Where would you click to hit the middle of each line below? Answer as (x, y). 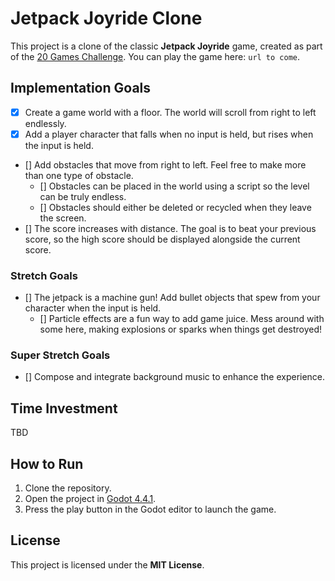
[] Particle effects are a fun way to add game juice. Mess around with (182, 319)
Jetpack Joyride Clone (106, 18)
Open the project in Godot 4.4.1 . (90, 499)
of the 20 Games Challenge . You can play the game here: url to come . (155, 56)
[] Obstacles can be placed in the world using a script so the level (174, 186)
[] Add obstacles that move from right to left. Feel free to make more (165, 164)
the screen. (63, 218)
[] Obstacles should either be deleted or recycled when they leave (175, 207)
